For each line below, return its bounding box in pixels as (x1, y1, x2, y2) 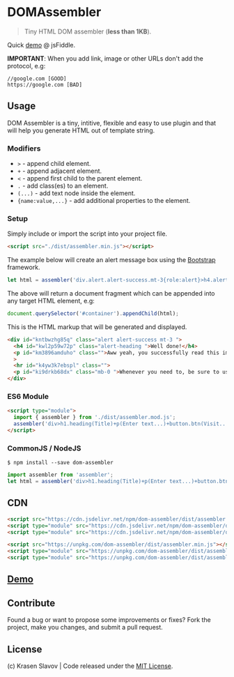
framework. (7, 263, 40, 272)
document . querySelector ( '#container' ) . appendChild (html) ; (7, 310, 179, 317)
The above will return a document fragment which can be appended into (7, 289, 215, 298)
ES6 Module (7, 392, 49, 402)
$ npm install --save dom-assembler (7, 459, 114, 466)
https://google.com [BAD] (7, 81, 82, 88)
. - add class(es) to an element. (17, 182, 109, 190)
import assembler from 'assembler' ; (7, 471, 114, 478)
